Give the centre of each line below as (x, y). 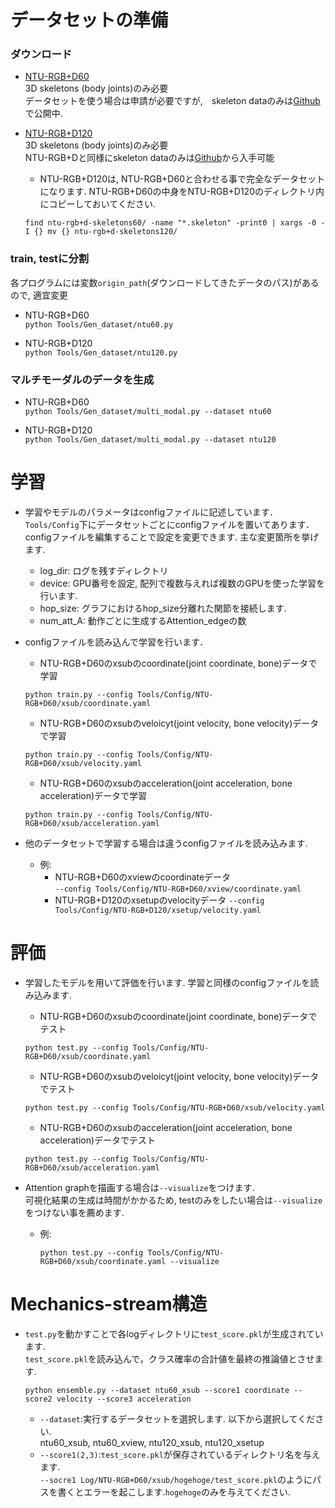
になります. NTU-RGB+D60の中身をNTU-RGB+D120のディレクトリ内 (182, 192)
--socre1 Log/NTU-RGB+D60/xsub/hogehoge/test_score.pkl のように (176, 1479)
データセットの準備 (89, 20)
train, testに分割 (50, 259)
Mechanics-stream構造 (109, 1304)
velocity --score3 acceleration (124, 1399)
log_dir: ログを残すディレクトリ (104, 571)
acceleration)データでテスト (98, 1140)
